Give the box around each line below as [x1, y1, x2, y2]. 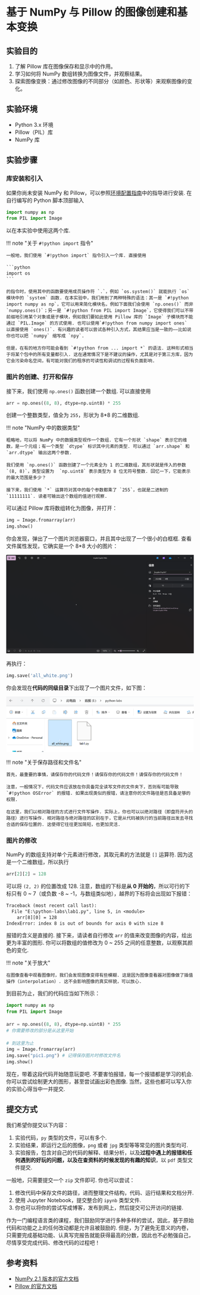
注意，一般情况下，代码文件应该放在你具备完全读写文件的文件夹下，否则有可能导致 [6, 784, 179, 790]
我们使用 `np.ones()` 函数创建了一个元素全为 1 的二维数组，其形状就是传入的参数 [6, 462, 186, 468]
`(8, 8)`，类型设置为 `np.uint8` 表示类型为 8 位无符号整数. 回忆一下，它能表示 [6, 469, 191, 475]
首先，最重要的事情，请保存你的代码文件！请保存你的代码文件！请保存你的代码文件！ [6, 772, 183, 778]
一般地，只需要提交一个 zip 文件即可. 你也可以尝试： [6, 1177, 135, 1184]
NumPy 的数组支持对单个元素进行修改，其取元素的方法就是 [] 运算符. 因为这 [6, 851, 193, 858]
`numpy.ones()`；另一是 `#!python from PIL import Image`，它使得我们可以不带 [6, 308, 193, 314]
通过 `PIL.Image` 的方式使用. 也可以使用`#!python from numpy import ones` [6, 320, 187, 326]
